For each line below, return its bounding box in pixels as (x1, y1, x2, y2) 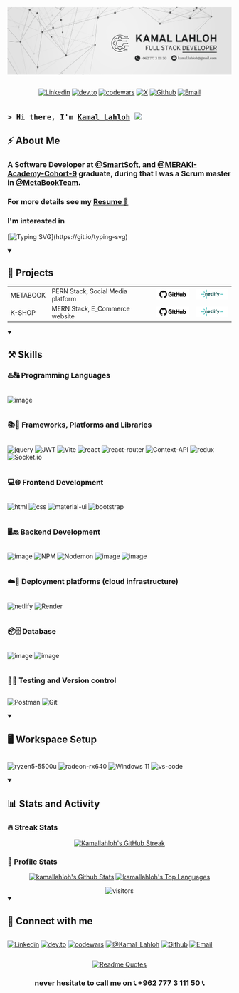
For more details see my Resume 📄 (7, 197, 129, 207)
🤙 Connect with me (7, 914, 93, 927)
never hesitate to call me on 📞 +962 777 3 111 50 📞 (34, 978, 205, 988)
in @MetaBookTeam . (7, 178, 81, 188)
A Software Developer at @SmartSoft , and (7, 160, 156, 170)
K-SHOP (10, 308, 36, 317)
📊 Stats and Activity (7, 797, 100, 810)
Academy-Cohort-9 (7, 168, 78, 178)
